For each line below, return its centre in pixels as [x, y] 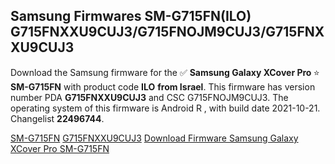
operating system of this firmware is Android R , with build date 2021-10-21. [165, 108]
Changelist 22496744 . [57, 118]
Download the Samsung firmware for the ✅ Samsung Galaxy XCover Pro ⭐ [165, 72]
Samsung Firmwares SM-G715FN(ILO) [131, 16]
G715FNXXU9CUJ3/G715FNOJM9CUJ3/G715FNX [167, 32]
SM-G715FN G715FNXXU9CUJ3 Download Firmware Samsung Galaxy [154, 138]
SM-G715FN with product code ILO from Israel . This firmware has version [163, 86]
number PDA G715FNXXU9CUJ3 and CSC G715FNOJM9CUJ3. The [149, 97]
